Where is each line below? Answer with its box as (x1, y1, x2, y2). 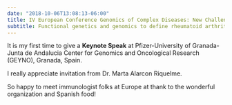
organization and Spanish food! (7, 90, 97, 98)
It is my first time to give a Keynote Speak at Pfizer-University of (7, 42, 191, 50)
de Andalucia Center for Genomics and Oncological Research (24, 49, 200, 57)
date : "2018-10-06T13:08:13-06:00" (7, 10, 110, 17)
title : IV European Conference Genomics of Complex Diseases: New (7, 16, 202, 23)
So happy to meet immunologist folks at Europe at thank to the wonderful (7, 83, 215, 91)
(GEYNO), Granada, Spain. (7, 56, 83, 65)
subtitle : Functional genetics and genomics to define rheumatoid (7, 23, 202, 30)
